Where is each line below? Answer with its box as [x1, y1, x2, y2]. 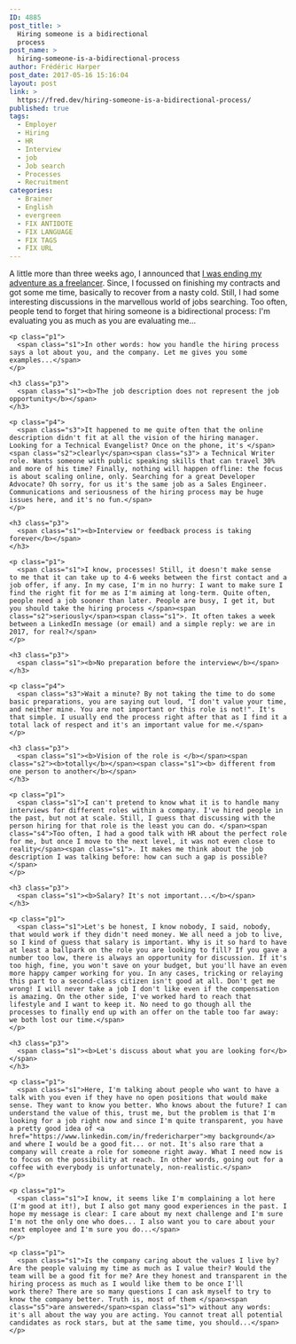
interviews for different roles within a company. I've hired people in [9, 806, 284, 815]
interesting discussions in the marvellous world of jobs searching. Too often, [9, 296, 288, 307]
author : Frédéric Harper [9, 63, 101, 72]
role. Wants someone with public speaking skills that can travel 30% [9, 457, 276, 466]
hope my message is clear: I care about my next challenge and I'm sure [9, 1210, 284, 1219]
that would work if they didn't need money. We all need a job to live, [9, 931, 284, 939]
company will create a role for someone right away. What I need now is [9, 1148, 284, 1157]
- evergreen [17, 210, 62, 220]
